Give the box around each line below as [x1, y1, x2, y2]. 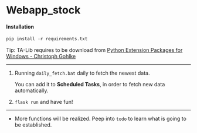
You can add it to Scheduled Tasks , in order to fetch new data [14, 81, 165, 88]
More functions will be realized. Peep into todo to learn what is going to [14, 115, 186, 123]
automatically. [14, 87, 49, 94]
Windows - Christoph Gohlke [6, 53, 76, 60]
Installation [6, 23, 34, 30]
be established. [14, 121, 52, 128]
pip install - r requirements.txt [6, 36, 88, 42]
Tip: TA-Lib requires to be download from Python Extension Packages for [6, 47, 183, 54]
